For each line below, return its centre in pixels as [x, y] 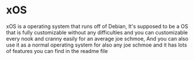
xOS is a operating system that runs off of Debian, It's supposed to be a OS [97, 26]
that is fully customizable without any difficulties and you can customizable [97, 32]
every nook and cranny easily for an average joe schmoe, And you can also [97, 38]
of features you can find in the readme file [57, 51]
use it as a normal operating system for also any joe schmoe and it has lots [96, 45]
